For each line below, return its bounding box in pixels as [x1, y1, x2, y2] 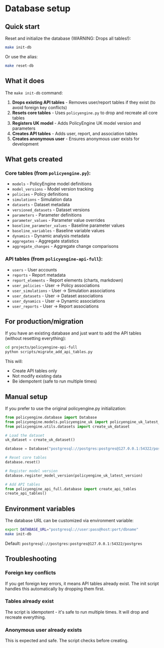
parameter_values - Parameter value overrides [12, 217, 105, 223]
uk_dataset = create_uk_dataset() [5, 437, 76, 442]
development [12, 141, 39, 147]
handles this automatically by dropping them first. [5, 586, 105, 592]
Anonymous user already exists [5, 626, 82, 633]
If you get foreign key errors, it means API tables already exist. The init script [5, 580, 159, 586]
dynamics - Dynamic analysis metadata [12, 233, 90, 239]
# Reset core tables [5, 455, 47, 460]
